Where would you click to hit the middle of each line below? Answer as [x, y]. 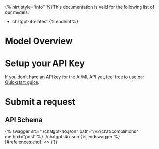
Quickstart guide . [22, 82]
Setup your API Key [45, 64]
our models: [17, 12]
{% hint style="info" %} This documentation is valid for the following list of [80, 7]
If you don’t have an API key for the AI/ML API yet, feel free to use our [75, 77]
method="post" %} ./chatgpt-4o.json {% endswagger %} [62, 137]
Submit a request [40, 102]
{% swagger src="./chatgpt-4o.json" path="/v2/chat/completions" [72, 131]
